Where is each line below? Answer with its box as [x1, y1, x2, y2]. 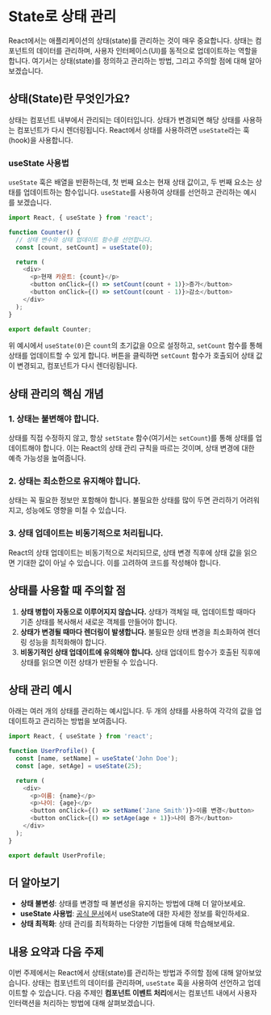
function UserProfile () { [8, 747, 95, 755]
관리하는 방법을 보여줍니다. [43, 717, 127, 726]
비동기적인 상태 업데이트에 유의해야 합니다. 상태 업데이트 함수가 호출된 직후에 [19, 647, 261, 657]
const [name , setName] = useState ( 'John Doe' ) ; [15, 755, 179, 763]
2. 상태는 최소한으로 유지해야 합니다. [8, 476, 141, 487]
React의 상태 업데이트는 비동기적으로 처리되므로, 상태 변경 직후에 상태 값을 [8, 548, 243, 557]
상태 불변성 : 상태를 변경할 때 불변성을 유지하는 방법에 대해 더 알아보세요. [19, 899, 246, 908]
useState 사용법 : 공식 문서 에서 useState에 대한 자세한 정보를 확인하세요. [19, 909, 250, 919]
